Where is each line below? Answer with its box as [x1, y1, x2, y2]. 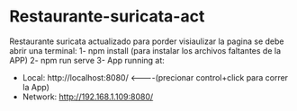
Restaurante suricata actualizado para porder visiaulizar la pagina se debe [9, 36, 284, 47]
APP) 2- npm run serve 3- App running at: [9, 55, 165, 65]
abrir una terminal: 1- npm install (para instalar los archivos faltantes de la [9, 45, 282, 55]
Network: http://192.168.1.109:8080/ [22, 91, 154, 102]
